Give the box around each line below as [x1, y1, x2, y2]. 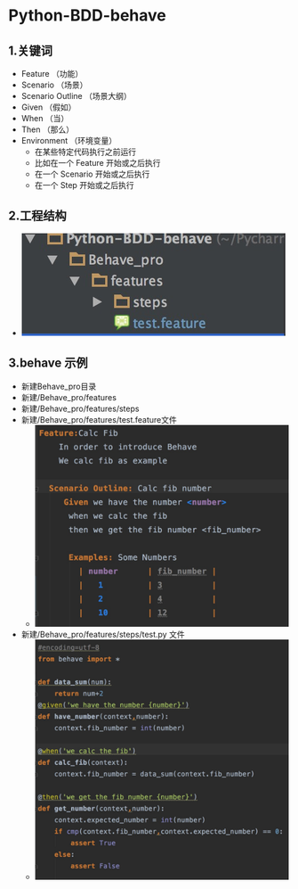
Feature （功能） [20, 69, 84, 78]
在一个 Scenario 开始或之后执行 [34, 169, 150, 179]
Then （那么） [20, 124, 75, 135]
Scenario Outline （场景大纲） [20, 91, 132, 101]
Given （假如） [20, 102, 77, 112]
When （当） [20, 113, 69, 123]
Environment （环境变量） [20, 136, 117, 145]
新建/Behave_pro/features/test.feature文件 [20, 414, 177, 424]
